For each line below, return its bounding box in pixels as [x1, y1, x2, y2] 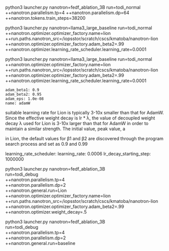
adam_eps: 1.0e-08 [5, 96, 44, 101]
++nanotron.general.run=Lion [5, 187, 67, 193]
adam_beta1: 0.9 [5, 88, 39, 93]
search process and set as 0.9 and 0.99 [5, 141, 88, 147]
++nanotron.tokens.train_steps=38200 [5, 15, 86, 21]
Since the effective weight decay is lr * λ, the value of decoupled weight [5, 115, 155, 121]
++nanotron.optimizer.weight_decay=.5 [5, 209, 87, 215]
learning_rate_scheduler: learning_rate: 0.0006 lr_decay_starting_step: [5, 151, 151, 156]
